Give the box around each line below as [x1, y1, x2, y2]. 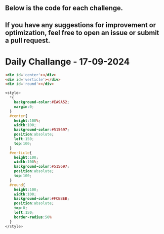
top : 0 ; [14, 205, 28, 211]
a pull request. [5, 36, 50, 45]
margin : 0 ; [14, 104, 35, 109]
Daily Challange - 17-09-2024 [5, 56, 130, 67]
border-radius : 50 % [14, 215, 52, 220]
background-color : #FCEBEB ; [14, 196, 70, 201]
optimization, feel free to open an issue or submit [5, 28, 160, 37]
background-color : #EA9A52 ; [14, 100, 70, 105]
